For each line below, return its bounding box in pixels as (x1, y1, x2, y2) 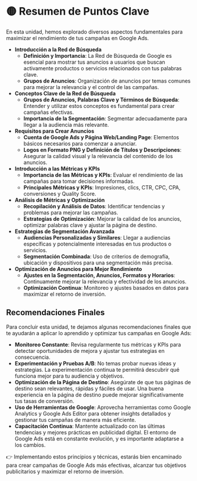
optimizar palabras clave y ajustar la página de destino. (23, 221, 158, 228)
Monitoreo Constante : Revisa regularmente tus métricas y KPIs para (14, 341, 181, 348)
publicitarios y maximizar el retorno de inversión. (6, 467, 125, 475)
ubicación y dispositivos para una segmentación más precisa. (23, 259, 173, 266)
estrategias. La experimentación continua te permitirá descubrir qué (14, 366, 180, 373)
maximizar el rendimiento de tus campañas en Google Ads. (6, 34, 149, 41)
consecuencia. (14, 354, 51, 361)
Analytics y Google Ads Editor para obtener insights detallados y (14, 410, 171, 417)
